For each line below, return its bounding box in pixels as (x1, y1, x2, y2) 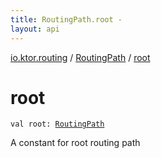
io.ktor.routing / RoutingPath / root (10, 51, 151, 63)
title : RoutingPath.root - (10, 14, 123, 25)
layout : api (10, 24, 60, 34)
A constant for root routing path (10, 137, 141, 149)
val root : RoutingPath (10, 119, 105, 130)
